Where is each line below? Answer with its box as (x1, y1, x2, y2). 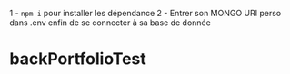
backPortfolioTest (9, 49, 147, 69)
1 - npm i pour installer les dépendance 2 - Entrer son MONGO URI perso (9, 8, 282, 18)
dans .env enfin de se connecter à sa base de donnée (9, 17, 211, 28)
